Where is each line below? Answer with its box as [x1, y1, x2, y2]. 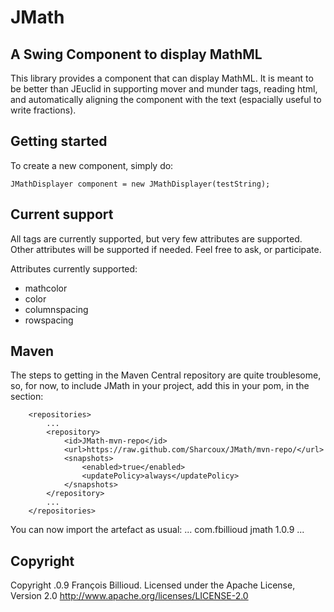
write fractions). [10, 104, 77, 116]
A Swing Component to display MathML [10, 46, 263, 63]
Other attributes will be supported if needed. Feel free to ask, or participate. [10, 243, 322, 255]
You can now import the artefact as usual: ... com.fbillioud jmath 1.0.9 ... [10, 524, 305, 536]
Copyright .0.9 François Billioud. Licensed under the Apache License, [10, 579, 296, 591]
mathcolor [24, 282, 68, 294]
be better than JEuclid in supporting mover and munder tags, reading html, [10, 83, 318, 95]
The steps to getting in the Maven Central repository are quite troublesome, [10, 369, 322, 381]
